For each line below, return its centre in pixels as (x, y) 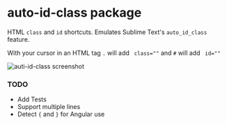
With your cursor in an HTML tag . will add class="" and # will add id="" (114, 53)
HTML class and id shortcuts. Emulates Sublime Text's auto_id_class (107, 32)
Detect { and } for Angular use (61, 114)
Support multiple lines (49, 107)
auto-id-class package (75, 13)
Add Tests (32, 99)
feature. (18, 39)
